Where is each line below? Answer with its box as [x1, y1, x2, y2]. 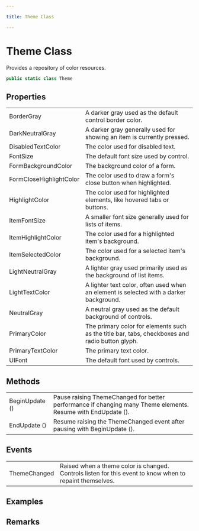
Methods [6, 376, 40, 386]
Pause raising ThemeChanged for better [53, 393, 165, 402]
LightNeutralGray [9, 267, 57, 276]
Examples [6, 497, 43, 507]
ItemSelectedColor [9, 251, 61, 259]
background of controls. [85, 313, 152, 321]
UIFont [9, 356, 28, 364]
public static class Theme [6, 75, 73, 82]
